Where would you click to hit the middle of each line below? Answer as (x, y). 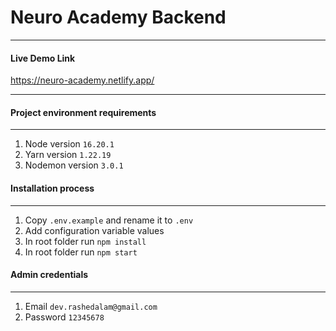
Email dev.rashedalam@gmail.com (91, 306)
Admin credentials (49, 275)
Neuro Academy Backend (118, 17)
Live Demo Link (43, 58)
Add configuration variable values (94, 230)
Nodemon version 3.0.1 (74, 165)
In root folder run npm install (85, 241)
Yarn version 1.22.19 (68, 155)
